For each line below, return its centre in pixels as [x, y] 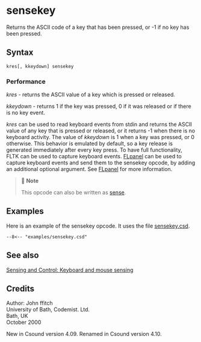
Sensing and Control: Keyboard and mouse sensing [70, 270]
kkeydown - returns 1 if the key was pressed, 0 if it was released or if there [99, 107]
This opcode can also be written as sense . [73, 193]
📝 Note [30, 181]
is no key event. [26, 113]
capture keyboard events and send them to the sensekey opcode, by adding [101, 163]
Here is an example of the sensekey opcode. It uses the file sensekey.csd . [98, 226]
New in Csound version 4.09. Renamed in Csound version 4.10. [84, 334]
